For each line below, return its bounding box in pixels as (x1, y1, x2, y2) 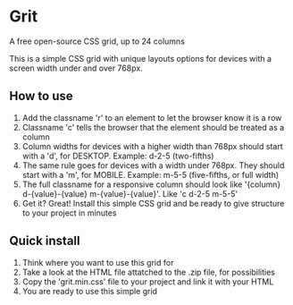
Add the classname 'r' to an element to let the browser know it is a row (21, 112, 282, 123)
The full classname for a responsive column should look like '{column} (21, 179, 281, 190)
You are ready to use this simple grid (21, 285, 158, 296)
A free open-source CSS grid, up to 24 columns (9, 36, 186, 47)
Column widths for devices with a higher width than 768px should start (21, 140, 283, 151)
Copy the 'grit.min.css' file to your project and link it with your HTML (21, 275, 274, 287)
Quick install (9, 233, 80, 249)
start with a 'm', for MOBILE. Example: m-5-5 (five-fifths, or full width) (21, 169, 280, 180)
